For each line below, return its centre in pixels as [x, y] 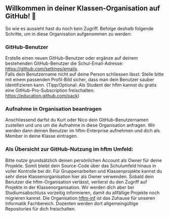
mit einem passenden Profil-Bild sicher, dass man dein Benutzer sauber [80, 80]
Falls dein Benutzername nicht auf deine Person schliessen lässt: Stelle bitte [85, 74]
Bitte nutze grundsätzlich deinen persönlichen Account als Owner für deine [83, 160]
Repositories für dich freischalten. [40, 209]
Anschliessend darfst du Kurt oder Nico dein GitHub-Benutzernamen [77, 120]
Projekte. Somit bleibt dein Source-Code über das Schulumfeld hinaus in [81, 166]
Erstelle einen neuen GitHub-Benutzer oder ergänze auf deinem [72, 58]
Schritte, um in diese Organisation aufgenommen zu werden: [69, 34]
